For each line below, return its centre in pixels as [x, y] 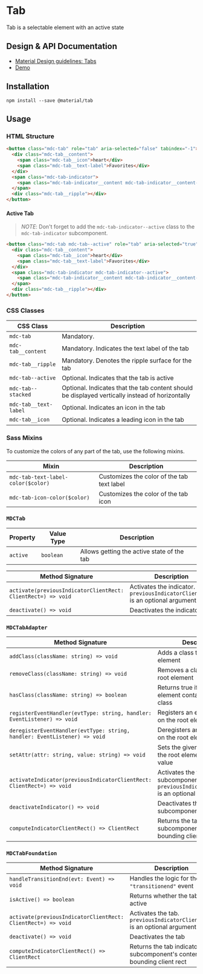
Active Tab [20, 213]
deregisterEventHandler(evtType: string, [70, 731]
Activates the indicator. [162, 587]
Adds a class [176, 653]
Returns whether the [159, 896]
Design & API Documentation [62, 46]
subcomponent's [154, 954]
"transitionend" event [162, 886]
